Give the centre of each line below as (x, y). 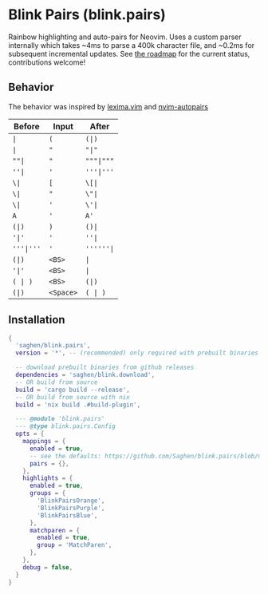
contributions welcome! (47, 62)
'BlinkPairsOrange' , (71, 501)
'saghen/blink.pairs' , (53, 346)
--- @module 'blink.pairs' (60, 419)
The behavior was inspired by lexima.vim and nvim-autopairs (108, 106)
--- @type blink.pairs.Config (65, 426)
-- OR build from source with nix (73, 397)
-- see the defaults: (65, 456)
